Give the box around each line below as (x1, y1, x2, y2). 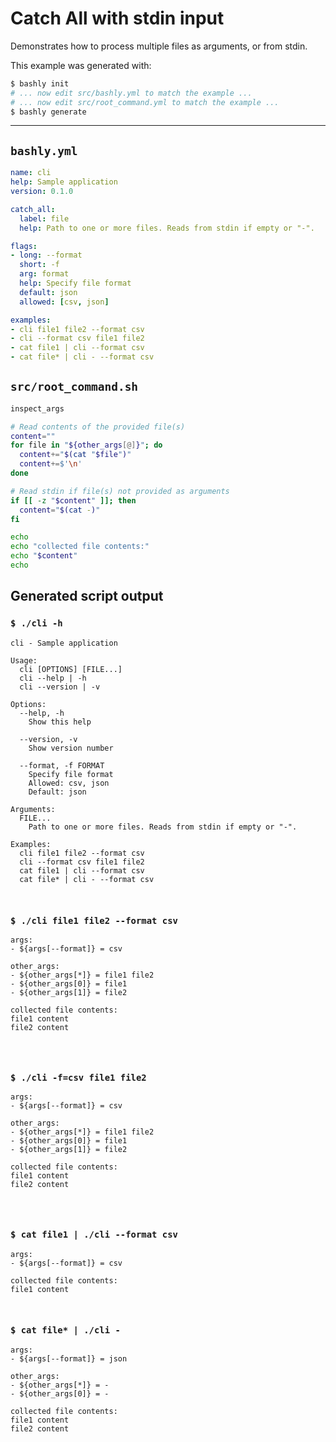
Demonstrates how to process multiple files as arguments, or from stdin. (10, 40, 308, 52)
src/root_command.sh (10, 380, 139, 394)
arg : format (19, 269, 70, 279)
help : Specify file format (19, 278, 132, 288)
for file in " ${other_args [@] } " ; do (10, 440, 163, 451)
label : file (19, 213, 70, 224)
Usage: (10, 655, 38, 666)
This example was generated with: (10, 59, 152, 71)
